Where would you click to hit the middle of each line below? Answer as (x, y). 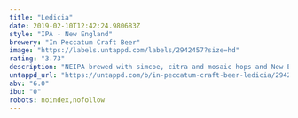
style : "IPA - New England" (61, 34)
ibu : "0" (25, 91)
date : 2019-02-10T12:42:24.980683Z (75, 26)
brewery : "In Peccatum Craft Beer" (75, 42)
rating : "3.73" (37, 59)
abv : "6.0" (29, 83)
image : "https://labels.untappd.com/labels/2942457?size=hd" (125, 51)
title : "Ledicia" (41, 17)
